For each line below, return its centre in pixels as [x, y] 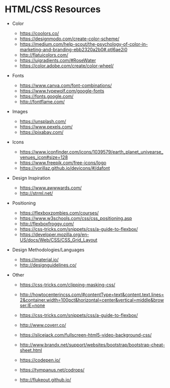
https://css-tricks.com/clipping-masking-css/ [67, 285]
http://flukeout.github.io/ [45, 379]
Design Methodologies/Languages [48, 250]
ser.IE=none [32, 305]
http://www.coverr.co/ [43, 325]
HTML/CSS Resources [53, 9]
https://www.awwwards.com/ [51, 188]
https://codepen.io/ [40, 360]
